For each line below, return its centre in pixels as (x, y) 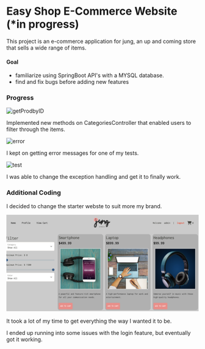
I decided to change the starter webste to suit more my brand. (84, 206)
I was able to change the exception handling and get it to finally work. (94, 177)
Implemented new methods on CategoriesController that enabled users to (99, 123)
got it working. (24, 339)
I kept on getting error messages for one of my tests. (73, 153)
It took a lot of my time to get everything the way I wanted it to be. (89, 321)
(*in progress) (43, 24)
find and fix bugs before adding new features (72, 82)
